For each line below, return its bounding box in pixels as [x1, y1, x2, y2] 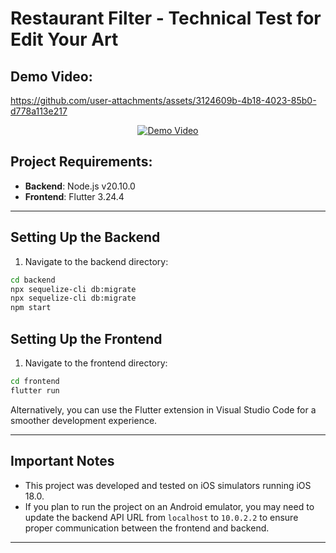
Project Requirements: [10, 153, 153, 171]
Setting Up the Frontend [10, 330, 163, 347]
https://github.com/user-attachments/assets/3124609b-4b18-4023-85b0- [10, 95, 317, 106]
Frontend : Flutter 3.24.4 [24, 190, 125, 202]
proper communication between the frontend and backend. [24, 522, 270, 534]
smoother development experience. [10, 414, 158, 426]
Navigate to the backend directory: [24, 255, 169, 267]
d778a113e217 [10, 105, 68, 117]
